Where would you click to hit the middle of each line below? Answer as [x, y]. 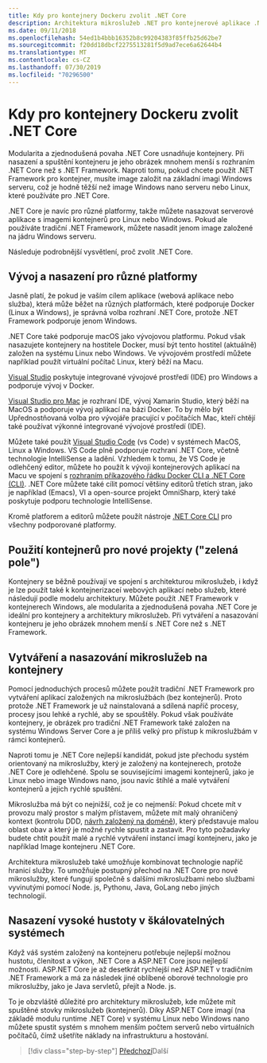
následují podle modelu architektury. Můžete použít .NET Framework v [123, 598]
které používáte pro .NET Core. [59, 195]
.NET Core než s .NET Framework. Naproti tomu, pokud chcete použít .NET [131, 170]
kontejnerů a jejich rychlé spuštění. [66, 789]
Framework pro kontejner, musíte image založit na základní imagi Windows [130, 178]
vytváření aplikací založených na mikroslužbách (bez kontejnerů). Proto [125, 697]
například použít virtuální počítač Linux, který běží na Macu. [106, 362]
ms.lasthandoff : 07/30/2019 [55, 68]
